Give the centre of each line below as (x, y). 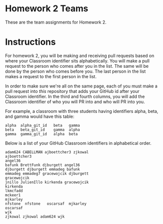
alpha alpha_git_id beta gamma (42, 125)
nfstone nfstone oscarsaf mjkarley (46, 204)
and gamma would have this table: (40, 116)
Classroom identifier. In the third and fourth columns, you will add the (75, 96)
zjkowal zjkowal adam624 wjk (35, 217)
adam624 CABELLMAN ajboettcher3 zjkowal (47, 152)
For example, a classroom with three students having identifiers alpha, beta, (82, 111)
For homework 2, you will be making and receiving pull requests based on (80, 56)
